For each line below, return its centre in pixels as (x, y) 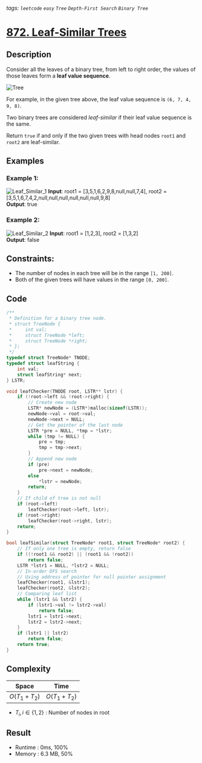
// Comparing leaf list (47, 594)
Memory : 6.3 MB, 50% (44, 754)
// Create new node (53, 402)
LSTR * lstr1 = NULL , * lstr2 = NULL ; (64, 565)
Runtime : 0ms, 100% (41, 747)
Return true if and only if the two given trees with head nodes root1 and (96, 135)
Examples (25, 161)
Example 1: (22, 178)
